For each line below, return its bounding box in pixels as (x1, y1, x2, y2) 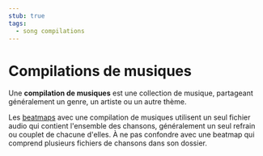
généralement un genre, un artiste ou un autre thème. (8, 97, 187, 107)
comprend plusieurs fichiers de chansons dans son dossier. (8, 138, 208, 148)
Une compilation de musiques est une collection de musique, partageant (8, 88, 253, 98)
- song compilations (15, 27, 85, 35)
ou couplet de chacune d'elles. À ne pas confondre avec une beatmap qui (8, 130, 255, 140)
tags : (8, 19, 27, 27)
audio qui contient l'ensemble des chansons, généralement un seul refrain (8, 121, 256, 131)
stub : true (8, 11, 45, 20)
